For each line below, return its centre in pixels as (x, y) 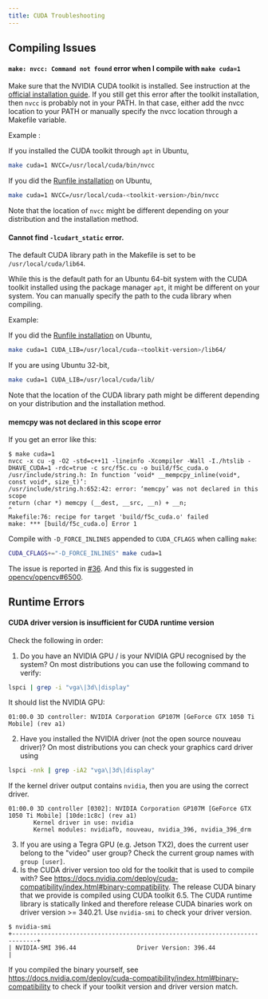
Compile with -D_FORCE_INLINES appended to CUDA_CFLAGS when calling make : (133, 539)
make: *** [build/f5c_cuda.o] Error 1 (73, 524)
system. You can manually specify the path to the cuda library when (120, 296)
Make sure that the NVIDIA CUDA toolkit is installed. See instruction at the (129, 86)
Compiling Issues (52, 48)
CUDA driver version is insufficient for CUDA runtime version (111, 622)
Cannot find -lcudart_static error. (66, 237)
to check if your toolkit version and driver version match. (145, 987)
